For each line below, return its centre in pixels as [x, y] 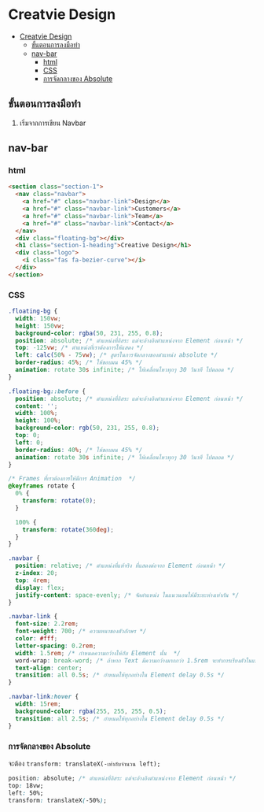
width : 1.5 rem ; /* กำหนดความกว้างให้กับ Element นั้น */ [98, 653]
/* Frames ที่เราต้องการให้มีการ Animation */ [72, 479]
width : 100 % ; [37, 413]
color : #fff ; [37, 639]
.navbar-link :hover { [44, 697]
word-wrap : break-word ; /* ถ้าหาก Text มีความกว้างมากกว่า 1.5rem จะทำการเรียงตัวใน [134, 660]
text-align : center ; [49, 668]
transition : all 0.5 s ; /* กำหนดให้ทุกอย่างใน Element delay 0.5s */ [120, 675]
